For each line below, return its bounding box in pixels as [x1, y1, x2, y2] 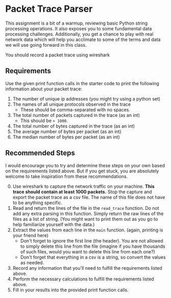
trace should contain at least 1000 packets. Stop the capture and [12, 188, 152, 195]
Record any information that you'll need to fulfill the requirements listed [12, 265, 162, 271]
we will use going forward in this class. [5, 42, 87, 48]
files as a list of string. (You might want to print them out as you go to [12, 216, 158, 222]
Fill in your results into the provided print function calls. [12, 287, 129, 293]
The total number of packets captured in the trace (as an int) [12, 112, 140, 118]
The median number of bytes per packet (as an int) [12, 134, 120, 140]
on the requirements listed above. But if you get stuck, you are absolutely [5, 168, 159, 174]
